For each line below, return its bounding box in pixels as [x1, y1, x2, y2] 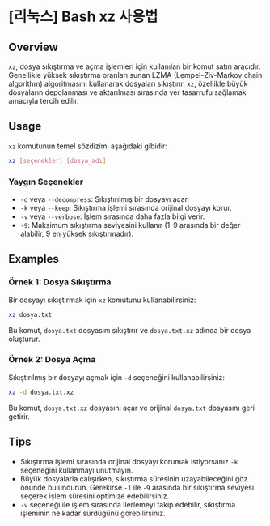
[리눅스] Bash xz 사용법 [8, 7, 158, 26]
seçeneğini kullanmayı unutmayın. [19, 465, 133, 475]
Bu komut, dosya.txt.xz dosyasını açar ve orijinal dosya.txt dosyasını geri [8, 403, 255, 413]
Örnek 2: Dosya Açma [8, 354, 96, 366]
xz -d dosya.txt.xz [8, 388, 74, 396]
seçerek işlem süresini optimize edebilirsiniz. [19, 491, 170, 501]
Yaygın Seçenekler [8, 176, 83, 187]
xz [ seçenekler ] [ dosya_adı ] [8, 156, 107, 165]
